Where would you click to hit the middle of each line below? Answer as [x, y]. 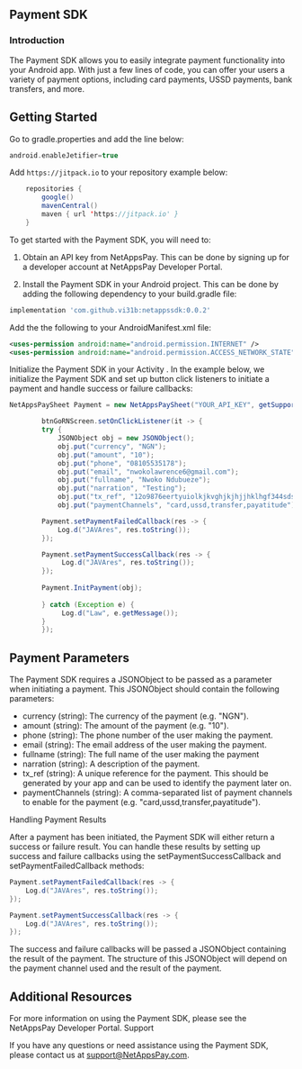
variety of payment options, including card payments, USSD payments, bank [151, 79]
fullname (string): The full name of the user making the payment [141, 755]
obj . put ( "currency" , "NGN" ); [112, 446]
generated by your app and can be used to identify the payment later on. [157, 784]
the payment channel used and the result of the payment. [115, 968]
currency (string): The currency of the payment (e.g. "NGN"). [135, 716]
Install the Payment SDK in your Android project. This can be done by [150, 284]
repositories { [54, 189]
